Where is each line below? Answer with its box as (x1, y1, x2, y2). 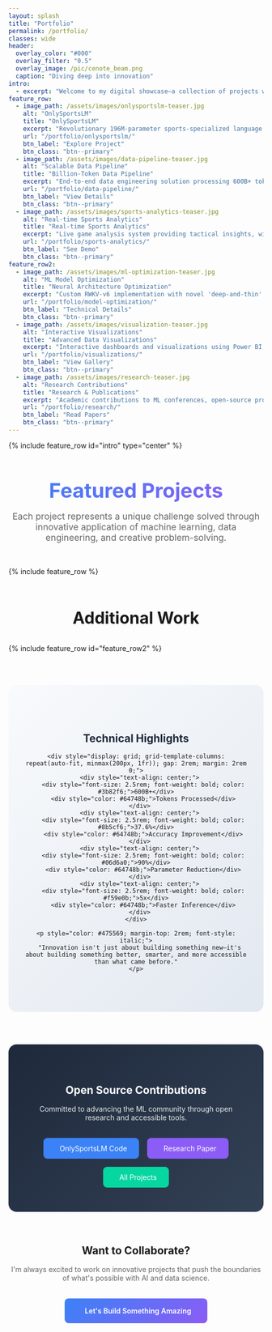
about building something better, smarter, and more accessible (25, 951, 247, 960)
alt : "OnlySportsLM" (23, 110, 92, 118)
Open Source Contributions (65, 1083, 207, 1097)
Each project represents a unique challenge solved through (11, 510, 261, 522)
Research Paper (163, 1143, 217, 1153)
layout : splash (8, 11, 60, 20)
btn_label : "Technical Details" (23, 305, 132, 313)
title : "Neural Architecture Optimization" (23, 283, 172, 292)
